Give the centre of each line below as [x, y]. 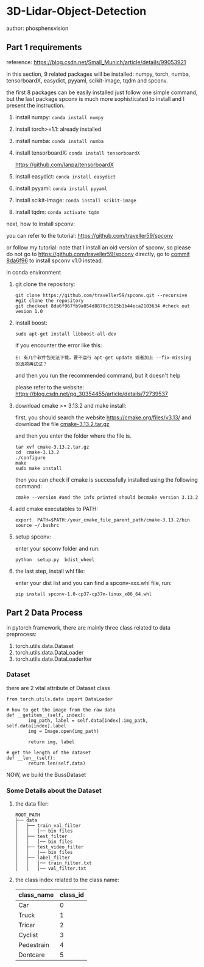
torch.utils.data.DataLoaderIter [54, 659]
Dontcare [31, 955]
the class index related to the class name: [67, 880]
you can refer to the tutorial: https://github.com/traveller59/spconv [90, 235]
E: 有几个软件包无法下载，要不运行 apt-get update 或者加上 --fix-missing [103, 358]
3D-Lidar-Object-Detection [76, 11]
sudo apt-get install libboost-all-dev [66, 334]
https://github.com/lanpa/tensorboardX [65, 164]
